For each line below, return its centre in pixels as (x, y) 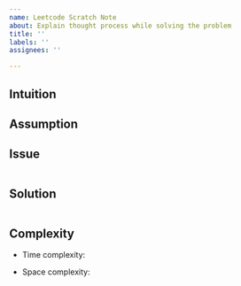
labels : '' (29, 42)
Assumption (43, 124)
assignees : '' (35, 50)
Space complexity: (56, 272)
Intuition (33, 94)
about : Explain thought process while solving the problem (120, 26)
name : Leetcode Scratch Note (63, 17)
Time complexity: (54, 255)
